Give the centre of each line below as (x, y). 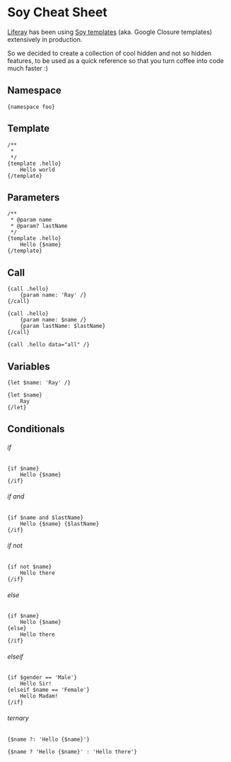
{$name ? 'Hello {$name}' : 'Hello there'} (72, 751)
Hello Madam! (39, 696)
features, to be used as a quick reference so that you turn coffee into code (116, 60)
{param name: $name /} (53, 320)
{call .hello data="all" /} (49, 345)
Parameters (34, 197)
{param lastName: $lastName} (63, 326)
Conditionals (36, 429)
